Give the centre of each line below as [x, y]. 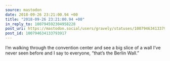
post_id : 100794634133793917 [36, 33]
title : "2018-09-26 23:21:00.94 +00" [45, 19]
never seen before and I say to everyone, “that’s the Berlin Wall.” [72, 53]
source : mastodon [24, 10]
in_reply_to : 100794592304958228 [40, 24]
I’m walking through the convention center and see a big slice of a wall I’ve [83, 48]
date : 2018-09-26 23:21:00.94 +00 [42, 15]
